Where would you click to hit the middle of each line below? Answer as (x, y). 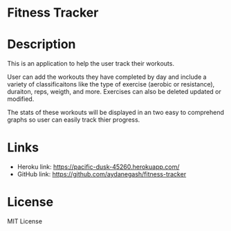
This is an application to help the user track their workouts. (91, 64)
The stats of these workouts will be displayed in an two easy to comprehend (116, 113)
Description (41, 45)
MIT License (25, 221)
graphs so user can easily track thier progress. (74, 120)
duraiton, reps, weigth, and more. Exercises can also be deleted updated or (114, 92)
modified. (21, 99)
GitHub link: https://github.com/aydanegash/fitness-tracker (102, 174)
